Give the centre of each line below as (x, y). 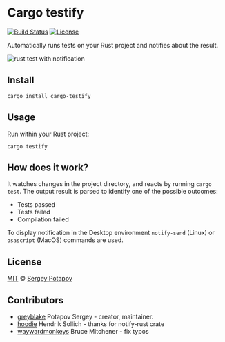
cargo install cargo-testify (49, 96)
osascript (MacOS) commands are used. (66, 240)
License (25, 262)
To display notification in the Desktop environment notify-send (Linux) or (111, 233)
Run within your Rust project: (48, 134)
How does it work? (48, 167)
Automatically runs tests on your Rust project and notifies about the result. (113, 45)
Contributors (36, 300)
